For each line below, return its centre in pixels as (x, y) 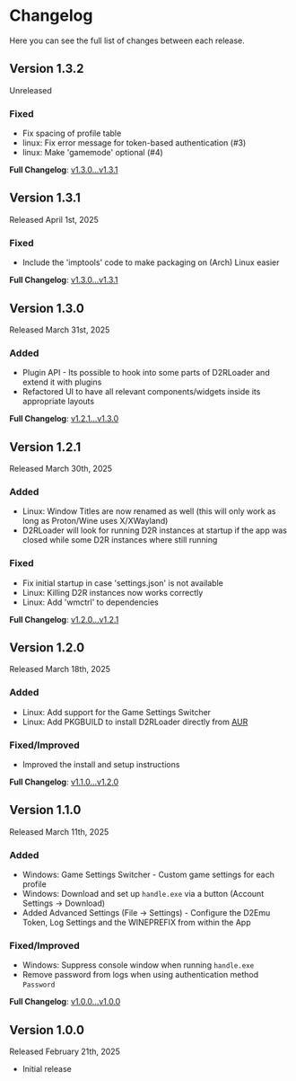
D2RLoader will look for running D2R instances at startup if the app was (154, 530)
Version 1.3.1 (45, 198)
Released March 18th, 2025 (60, 669)
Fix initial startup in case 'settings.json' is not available (123, 583)
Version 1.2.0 (47, 648)
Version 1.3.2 (47, 69)
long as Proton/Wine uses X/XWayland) (95, 521)
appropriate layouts (58, 402)
